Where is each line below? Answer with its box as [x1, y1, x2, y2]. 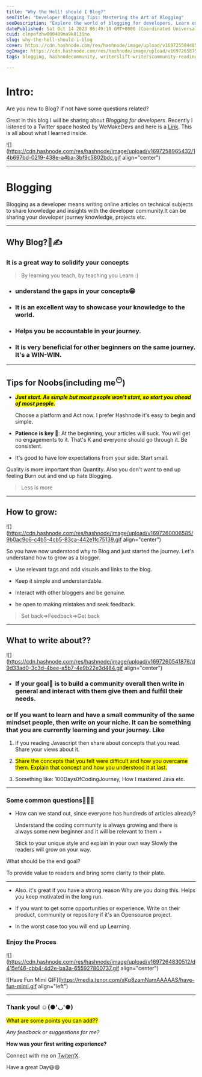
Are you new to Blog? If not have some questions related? [6, 105, 149, 112]
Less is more [20, 484, 53, 491]
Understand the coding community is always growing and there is [14, 821, 179, 829]
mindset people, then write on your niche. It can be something [6, 718, 191, 726]
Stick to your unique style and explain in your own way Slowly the [14, 840, 177, 847]
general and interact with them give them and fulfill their [14, 686, 183, 695]
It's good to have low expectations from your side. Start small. [14, 454, 169, 462]
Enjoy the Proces [6, 938, 57, 946]
